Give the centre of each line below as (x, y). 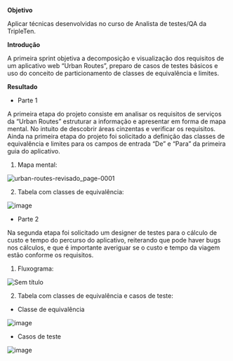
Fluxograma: (35, 268)
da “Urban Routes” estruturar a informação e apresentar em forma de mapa (116, 121)
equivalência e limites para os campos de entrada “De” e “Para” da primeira (116, 144)
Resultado (22, 87)
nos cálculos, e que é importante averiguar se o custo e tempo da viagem (114, 247)
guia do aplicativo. (34, 151)
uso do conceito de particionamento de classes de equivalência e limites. (113, 73)
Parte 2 (28, 219)
